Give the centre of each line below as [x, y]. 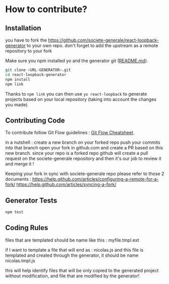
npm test [14, 212]
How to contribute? [46, 9]
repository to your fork [29, 51]
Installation [23, 28]
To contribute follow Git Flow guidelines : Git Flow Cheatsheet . [70, 133]
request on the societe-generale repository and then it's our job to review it [83, 158]
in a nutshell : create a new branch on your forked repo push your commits [83, 142]
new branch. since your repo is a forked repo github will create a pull [77, 153]
